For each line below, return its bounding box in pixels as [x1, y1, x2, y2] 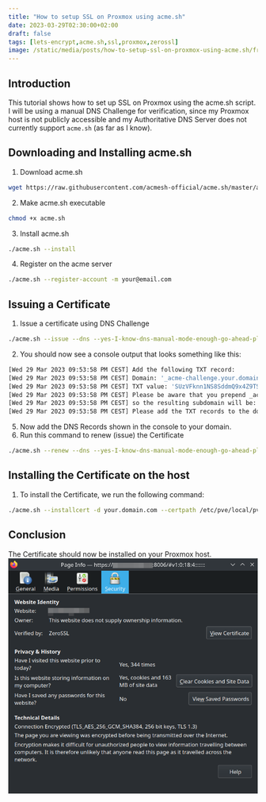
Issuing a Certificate [8, 298, 111, 311]
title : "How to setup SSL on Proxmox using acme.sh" [8, 13, 186, 21]
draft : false [8, 29, 51, 37]
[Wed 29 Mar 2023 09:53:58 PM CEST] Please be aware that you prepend [8, 391, 246, 399]
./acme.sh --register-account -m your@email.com [8, 276, 172, 283]
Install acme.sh [19, 229, 70, 238]
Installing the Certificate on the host [8, 468, 190, 482]
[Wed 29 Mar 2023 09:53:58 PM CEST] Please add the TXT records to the [8, 407, 249, 416]
